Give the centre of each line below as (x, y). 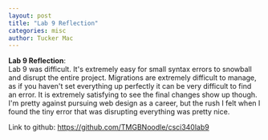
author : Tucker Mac (41, 38)
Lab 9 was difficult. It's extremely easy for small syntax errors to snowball (130, 70)
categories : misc (37, 30)
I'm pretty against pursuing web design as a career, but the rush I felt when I (134, 103)
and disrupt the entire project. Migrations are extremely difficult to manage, (132, 78)
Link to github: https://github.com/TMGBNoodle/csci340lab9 (109, 127)
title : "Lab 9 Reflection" (53, 23)
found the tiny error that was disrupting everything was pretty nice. (119, 112)
